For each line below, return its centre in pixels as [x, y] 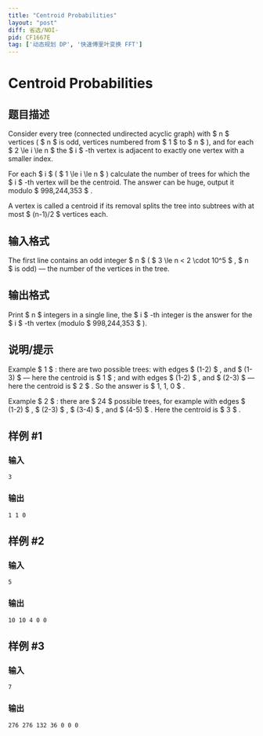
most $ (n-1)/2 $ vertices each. [58, 214]
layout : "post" [33, 23]
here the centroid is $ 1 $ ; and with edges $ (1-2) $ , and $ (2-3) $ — [143, 377]
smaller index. [31, 159]
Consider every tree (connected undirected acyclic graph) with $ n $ [119, 134]
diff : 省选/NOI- [33, 30]
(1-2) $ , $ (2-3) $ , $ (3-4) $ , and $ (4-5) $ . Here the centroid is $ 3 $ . [124, 409]
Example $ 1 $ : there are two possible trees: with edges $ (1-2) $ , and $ [125, 369]
